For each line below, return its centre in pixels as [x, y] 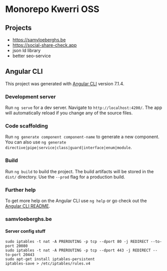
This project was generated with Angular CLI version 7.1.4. [65, 83]
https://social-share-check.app [44, 45]
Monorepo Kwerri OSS [52, 9]
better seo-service [31, 56]
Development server [30, 96]
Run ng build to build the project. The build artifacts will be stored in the [79, 171]
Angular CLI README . [28, 206]
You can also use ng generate [36, 142]
